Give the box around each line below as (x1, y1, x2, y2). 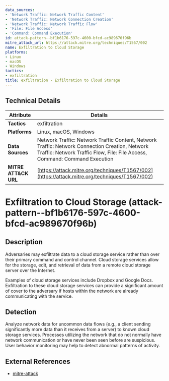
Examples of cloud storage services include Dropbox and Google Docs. (5, 277, 153, 283)
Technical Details (5, 96, 61, 105)
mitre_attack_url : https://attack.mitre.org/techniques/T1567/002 (5, 40, 147, 45)
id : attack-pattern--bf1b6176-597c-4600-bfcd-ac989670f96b (5, 36, 132, 41)
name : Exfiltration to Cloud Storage (5, 45, 84, 50)
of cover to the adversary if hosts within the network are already (5, 288, 138, 294)
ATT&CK (8, 170, 29, 177)
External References (5, 357, 70, 366)
